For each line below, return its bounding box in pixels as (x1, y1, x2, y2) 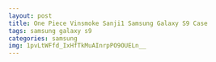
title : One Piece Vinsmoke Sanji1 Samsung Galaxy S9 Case (8, 19, 208, 27)
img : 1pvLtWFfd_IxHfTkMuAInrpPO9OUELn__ (8, 42, 147, 50)
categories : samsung (8, 34, 78, 43)
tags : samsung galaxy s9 (8, 27, 92, 35)
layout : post (8, 11, 53, 20)
